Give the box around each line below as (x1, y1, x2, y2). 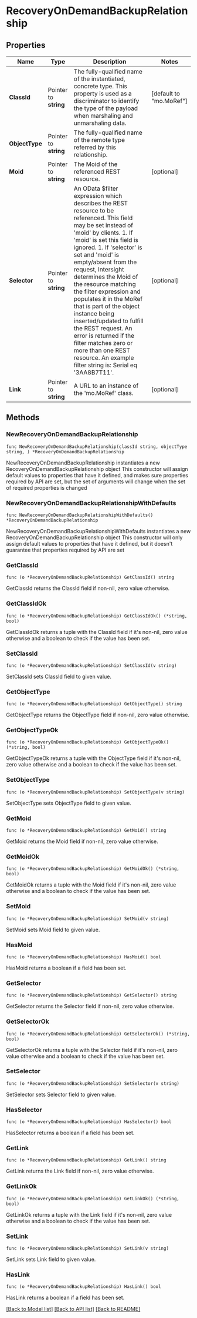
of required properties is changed (6, 484, 87, 491)
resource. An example (73, 354, 134, 361)
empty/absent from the (73, 258, 137, 266)
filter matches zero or (73, 339, 133, 347)
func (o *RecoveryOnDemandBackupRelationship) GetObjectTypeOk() (6, 739, 169, 745)
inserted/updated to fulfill (73, 317, 144, 325)
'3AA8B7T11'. (73, 368, 114, 376)
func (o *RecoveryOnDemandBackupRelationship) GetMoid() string (6, 828, 167, 834)
